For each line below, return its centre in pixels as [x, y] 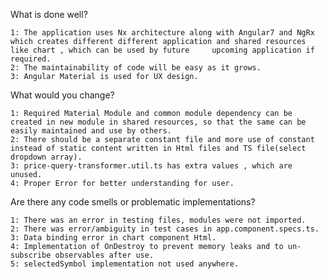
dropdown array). [46, 157]
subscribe [31, 255]
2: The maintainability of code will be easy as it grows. [136, 68]
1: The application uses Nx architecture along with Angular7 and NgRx [162, 33]
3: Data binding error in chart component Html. [113, 238]
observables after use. [104, 255]
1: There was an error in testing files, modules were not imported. [158, 220]
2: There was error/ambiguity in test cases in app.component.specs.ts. [165, 229]
